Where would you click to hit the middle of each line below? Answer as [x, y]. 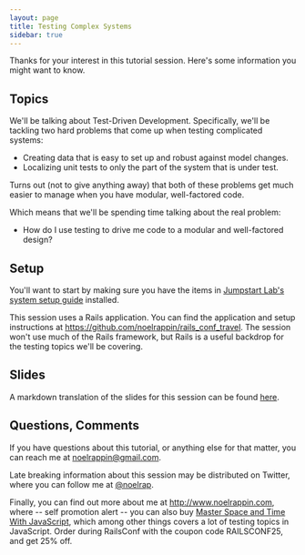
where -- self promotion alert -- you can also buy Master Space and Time [147, 511]
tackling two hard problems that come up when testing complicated [136, 131]
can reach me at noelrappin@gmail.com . [86, 457]
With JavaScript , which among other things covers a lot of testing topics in [149, 521]
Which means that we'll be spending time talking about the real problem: [145, 212]
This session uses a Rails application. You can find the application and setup [152, 318]
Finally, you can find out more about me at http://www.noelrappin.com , [142, 502]
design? [37, 240]
